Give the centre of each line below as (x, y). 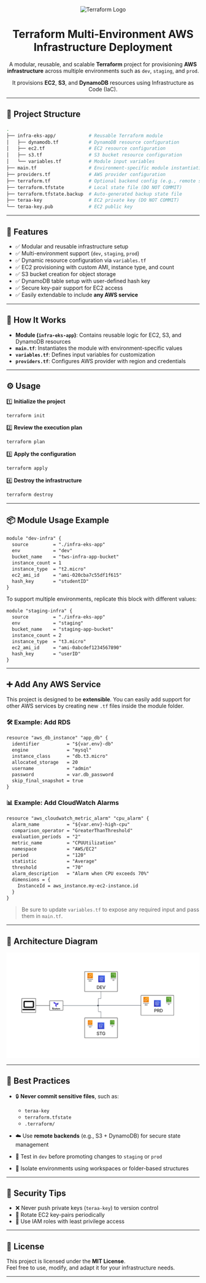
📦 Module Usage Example (58, 521)
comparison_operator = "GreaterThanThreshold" (72, 831)
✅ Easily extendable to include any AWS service (77, 295)
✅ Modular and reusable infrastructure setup (72, 246)
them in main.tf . (42, 916)
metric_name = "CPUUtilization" (64, 843)
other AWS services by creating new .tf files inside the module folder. (95, 706)
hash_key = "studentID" (50, 581)
